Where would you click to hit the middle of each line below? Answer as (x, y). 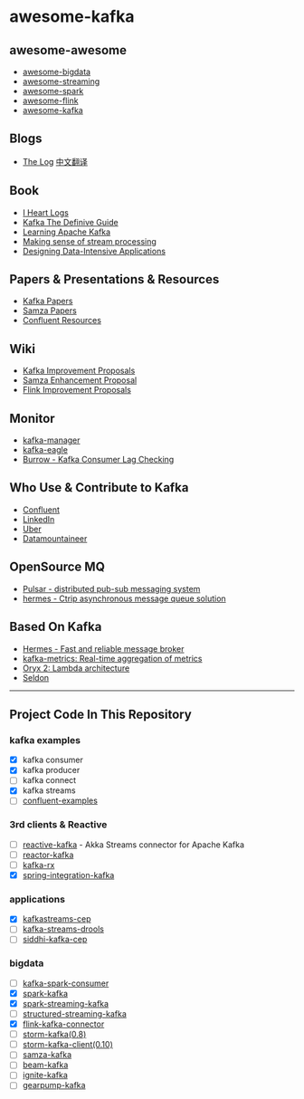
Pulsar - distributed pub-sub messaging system (111, 588)
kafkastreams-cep (57, 919)
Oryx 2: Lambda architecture (76, 668)
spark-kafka (45, 993)
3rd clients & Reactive (58, 825)
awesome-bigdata (57, 72)
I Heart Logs (46, 212)
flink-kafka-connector (63, 1024)
